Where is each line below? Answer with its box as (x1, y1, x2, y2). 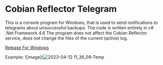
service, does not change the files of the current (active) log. (5, 35, 128, 41)
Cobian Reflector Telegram (5, 3, 117, 15)
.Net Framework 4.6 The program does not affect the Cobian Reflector (5, 30, 147, 36)
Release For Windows (5, 44, 49, 50)
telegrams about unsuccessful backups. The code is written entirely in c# (5, 24, 154, 30)
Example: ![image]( (5, 54, 43, 60)
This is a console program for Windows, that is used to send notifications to (5, 20, 158, 25)
